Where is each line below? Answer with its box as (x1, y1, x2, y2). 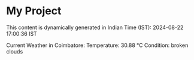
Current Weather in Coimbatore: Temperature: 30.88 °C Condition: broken (6, 42, 189, 49)
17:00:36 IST (6, 30, 37, 37)
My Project (6, 4, 62, 18)
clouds (6, 48, 23, 55)
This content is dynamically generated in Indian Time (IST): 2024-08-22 (6, 24, 184, 31)
